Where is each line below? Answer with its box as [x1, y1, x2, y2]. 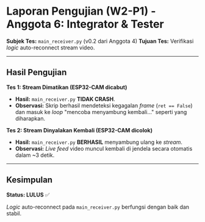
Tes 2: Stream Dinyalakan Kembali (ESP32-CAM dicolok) [6, 126, 153, 134]
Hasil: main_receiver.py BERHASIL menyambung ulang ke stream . [15, 138, 183, 146]
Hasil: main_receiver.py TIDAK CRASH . [15, 95, 116, 102]
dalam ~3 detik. [15, 151, 55, 159]
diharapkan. [15, 115, 46, 122]
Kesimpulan [6, 175, 53, 185]
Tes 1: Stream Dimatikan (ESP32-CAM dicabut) [6, 84, 128, 91]
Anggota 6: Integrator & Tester [6, 17, 164, 31]
